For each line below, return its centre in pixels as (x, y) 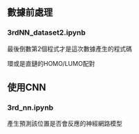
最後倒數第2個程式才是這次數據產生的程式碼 (70, 49)
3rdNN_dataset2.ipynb (46, 33)
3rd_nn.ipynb (30, 108)
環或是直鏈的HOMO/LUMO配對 (51, 63)
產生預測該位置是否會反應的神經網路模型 (65, 124)
